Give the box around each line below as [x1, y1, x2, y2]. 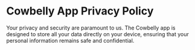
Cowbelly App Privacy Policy [6, 4, 154, 18]
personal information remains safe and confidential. [6, 37, 135, 44]
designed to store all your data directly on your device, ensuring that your [6, 30, 189, 37]
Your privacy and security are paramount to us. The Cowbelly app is [6, 24, 176, 31]
